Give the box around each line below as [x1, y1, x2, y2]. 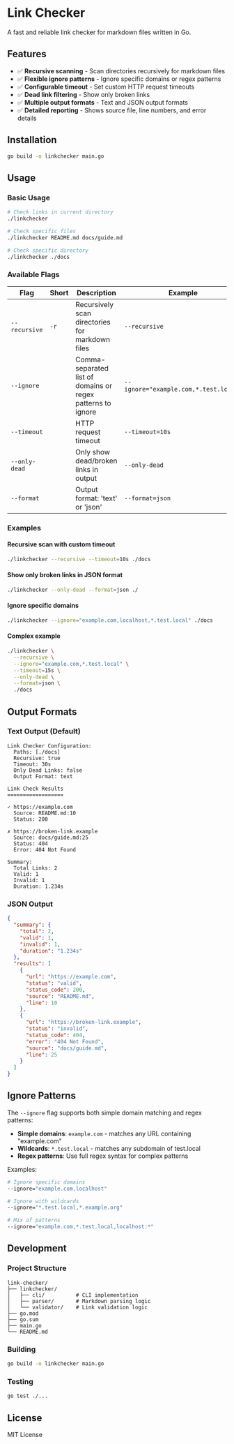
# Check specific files [7, 228, 77, 235]
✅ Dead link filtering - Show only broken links [17, 90, 150, 98]
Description [76, 288, 116, 297]
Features [7, 48, 47, 60]
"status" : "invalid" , [25, 1025, 89, 1032]
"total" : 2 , [19, 928, 54, 935]
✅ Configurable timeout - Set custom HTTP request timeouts [17, 82, 195, 91]
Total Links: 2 [13, 864, 58, 872]
